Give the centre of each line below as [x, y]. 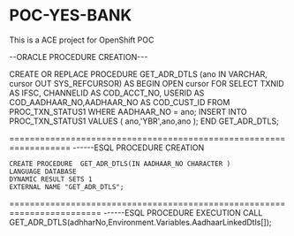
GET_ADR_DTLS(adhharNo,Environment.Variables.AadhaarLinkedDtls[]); [140, 222]
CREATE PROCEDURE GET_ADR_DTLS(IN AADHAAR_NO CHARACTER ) [120, 164]
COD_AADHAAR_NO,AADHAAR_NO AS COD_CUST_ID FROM [120, 102]
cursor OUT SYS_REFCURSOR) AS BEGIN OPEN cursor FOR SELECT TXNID [147, 83]
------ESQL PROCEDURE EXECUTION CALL [183, 212]
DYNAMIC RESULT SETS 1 [51, 179]
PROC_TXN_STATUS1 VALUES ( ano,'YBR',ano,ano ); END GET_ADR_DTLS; [144, 121]
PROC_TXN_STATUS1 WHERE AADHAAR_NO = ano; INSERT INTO [128, 111]
